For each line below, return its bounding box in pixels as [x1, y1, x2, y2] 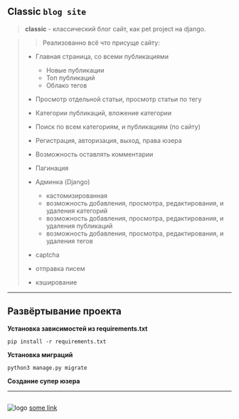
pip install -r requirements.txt [7, 338, 107, 345]
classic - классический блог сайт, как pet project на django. [24, 24, 206, 33]
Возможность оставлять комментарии [35, 149, 154, 159]
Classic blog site [7, 6, 87, 18]
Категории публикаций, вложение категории [35, 108, 172, 117]
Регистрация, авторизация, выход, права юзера [35, 136, 183, 144]
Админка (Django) [35, 177, 90, 186]
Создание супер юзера [7, 376, 80, 385]
